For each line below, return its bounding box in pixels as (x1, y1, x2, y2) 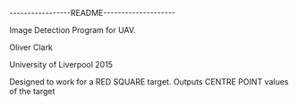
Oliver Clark (9, 42, 54, 52)
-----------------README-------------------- (9, 8, 176, 18)
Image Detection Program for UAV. (9, 25, 136, 35)
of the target (9, 86, 55, 96)
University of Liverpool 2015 (9, 60, 114, 69)
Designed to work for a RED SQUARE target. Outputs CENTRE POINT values (9, 77, 289, 87)
